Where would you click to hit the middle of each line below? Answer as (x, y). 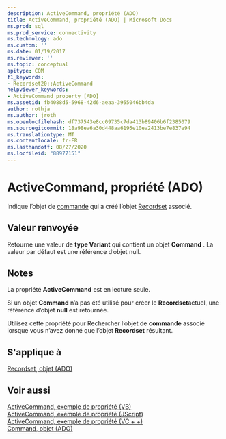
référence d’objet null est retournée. (58, 310)
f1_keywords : (26, 77)
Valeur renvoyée (43, 228)
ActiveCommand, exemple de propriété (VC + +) (75, 421)
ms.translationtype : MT (41, 134)
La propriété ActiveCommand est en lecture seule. (79, 290)
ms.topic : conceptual (38, 64)
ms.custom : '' (27, 45)
